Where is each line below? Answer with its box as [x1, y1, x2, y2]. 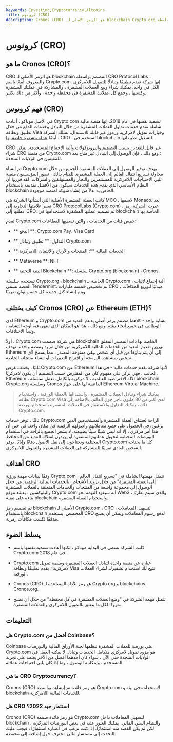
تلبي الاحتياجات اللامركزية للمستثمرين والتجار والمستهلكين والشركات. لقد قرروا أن [6, 176, 162, 182]
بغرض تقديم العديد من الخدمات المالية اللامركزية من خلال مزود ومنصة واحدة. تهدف [6, 344, 164, 349]
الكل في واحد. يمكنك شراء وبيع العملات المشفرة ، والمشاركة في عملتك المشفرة [6, 84, 160, 90]
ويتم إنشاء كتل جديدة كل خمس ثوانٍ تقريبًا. [6, 289, 87, 295]
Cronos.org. [13, 586, 39, 592]
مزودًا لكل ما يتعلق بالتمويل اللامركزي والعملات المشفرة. [13, 601, 121, 607]
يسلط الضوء [6, 530, 41, 540]
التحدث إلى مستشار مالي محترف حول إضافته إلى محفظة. [6, 730, 116, 736]
